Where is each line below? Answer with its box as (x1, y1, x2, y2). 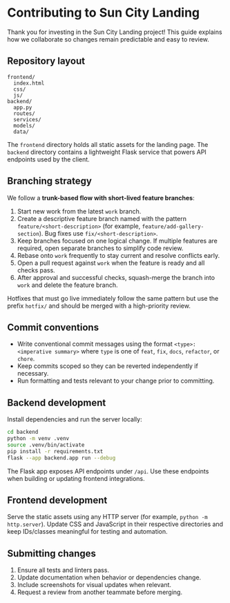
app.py (13, 104, 32, 111)
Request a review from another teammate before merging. (17, 588, 183, 597)
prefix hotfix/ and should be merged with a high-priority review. (7, 301, 191, 310)
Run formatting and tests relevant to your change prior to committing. (17, 376, 215, 385)
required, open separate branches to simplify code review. (17, 244, 184, 252)
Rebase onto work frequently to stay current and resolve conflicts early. (17, 251, 220, 259)
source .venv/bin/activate (7, 442, 85, 448)
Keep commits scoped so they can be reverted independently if (17, 362, 198, 370)
